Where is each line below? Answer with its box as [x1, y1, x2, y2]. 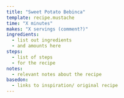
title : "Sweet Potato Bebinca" [6, 9, 86, 15]
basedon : [6, 77, 29, 83]
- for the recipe [12, 60, 56, 66]
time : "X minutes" [6, 20, 53, 26]
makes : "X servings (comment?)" [6, 26, 88, 32]
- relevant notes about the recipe [12, 71, 102, 77]
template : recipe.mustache [6, 15, 75, 21]
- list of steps [12, 54, 53, 60]
